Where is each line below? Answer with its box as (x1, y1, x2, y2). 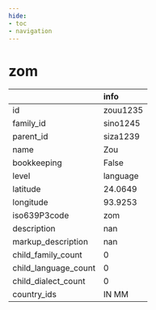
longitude (12, 197, 48, 208)
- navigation (8, 27, 53, 35)
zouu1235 (103, 104, 144, 116)
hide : (8, 11, 27, 20)
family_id (12, 118, 46, 130)
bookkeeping (12, 157, 62, 168)
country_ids (12, 289, 57, 300)
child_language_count (12, 262, 95, 274)
